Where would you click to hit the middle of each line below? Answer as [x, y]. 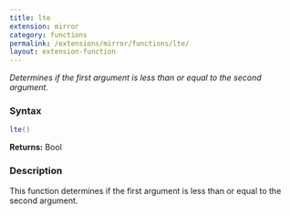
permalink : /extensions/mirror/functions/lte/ [99, 43]
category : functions [49, 35]
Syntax [26, 111]
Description [36, 171]
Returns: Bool [36, 148]
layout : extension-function [63, 52]
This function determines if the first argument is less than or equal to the [145, 190]
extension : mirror [44, 26]
